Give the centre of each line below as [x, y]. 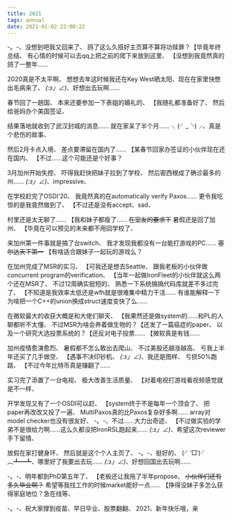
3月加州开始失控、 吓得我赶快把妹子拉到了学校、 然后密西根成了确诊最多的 [114, 173]
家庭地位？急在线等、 [43, 494]
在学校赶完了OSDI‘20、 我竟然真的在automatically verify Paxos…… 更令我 [112, 196]
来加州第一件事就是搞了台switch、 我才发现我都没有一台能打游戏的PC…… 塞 [116, 243]
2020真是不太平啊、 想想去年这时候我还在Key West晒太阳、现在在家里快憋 [114, 79]
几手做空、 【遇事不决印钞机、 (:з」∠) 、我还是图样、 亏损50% [121, 357]
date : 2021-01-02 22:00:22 [46, 26]
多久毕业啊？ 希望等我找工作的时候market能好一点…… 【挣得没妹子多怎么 [112, 485]
